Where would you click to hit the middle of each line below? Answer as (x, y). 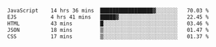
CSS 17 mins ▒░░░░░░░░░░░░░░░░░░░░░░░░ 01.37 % (108, 36)
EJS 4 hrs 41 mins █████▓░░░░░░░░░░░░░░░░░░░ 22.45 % (108, 17)
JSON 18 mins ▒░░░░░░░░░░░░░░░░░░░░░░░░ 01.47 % (108, 30)
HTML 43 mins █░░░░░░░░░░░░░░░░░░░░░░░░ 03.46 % (108, 23)
